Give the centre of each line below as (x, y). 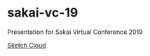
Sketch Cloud (27, 45)
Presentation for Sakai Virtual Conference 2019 (75, 32)
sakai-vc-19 (43, 13)
